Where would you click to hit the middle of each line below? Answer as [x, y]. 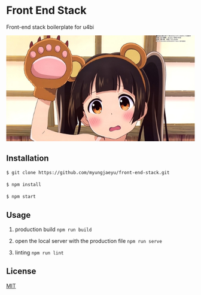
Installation [28, 158]
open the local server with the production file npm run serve [89, 241]
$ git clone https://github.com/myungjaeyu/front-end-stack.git [88, 173]
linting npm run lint [39, 253]
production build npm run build [53, 229]
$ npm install [24, 185]
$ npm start [21, 197]
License [21, 271]
